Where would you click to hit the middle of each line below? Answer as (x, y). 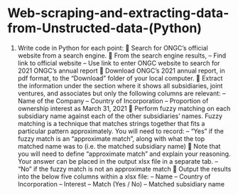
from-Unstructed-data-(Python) (105, 28)
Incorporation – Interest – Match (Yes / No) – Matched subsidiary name (121, 184)
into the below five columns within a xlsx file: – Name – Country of (114, 176)
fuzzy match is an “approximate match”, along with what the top (111, 138)
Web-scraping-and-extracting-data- (118, 13)
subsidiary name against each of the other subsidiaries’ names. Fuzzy (120, 116)
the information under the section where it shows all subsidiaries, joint (120, 85)
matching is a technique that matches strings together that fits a (111, 123)
